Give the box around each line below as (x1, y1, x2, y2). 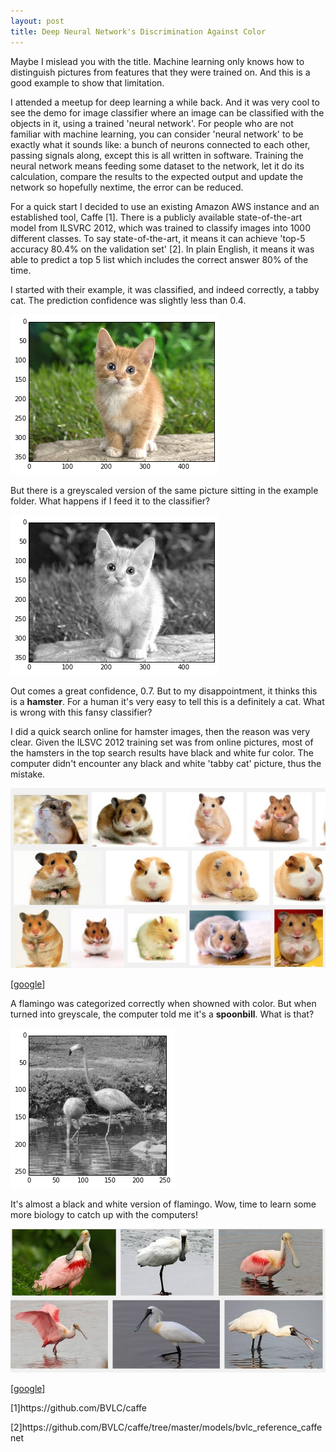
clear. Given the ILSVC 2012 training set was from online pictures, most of (10, 736, 314, 748)
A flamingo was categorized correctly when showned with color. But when (10, 997, 317, 1009)
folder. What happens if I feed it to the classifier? (10, 495, 211, 507)
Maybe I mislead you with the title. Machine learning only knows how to (10, 55, 305, 67)
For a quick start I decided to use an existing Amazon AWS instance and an (10, 200, 320, 212)
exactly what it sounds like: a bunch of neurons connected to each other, (10, 138, 311, 150)
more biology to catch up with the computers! (10, 1208, 198, 1220)
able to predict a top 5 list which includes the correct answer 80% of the (10, 253, 309, 265)
